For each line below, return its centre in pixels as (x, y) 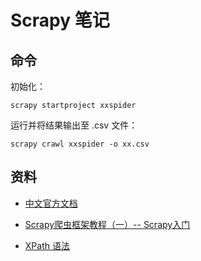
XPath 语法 (47, 245)
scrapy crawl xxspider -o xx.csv (80, 144)
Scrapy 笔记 (60, 20)
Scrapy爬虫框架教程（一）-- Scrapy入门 (107, 224)
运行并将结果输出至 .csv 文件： (74, 125)
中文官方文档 (51, 203)
